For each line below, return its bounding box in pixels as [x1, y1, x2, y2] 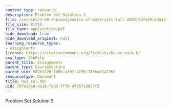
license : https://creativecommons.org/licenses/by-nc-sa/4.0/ [5, 50, 141, 55]
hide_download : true [5, 31, 50, 36]
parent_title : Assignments [5, 60, 63, 65]
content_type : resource [5, 7, 56, 13]
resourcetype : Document [5, 74, 56, 79]
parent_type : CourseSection [5, 64, 66, 70]
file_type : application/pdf [5, 27, 66, 32]
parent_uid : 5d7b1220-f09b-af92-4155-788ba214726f [5, 70, 116, 75]
